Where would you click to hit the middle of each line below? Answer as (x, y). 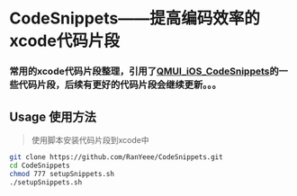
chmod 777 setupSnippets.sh (62, 174)
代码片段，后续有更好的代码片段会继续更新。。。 (120, 85)
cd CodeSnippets (40, 165)
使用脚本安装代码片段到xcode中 (90, 139)
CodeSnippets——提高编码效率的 (135, 18)
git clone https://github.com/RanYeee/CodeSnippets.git (116, 157)
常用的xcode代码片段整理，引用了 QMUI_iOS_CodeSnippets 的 (144, 71)
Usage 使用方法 (53, 116)
